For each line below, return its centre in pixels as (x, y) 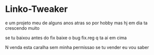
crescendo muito (22, 28)
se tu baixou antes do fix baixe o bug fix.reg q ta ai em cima (66, 38)
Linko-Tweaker (36, 9)
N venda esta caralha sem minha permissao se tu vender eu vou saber (77, 47)
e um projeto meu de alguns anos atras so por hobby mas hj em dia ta (76, 23)
